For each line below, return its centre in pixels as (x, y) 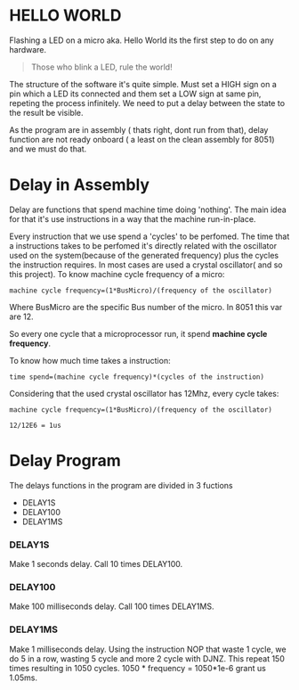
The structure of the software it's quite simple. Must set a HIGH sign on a (143, 84)
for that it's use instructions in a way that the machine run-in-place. (133, 218)
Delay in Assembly (79, 185)
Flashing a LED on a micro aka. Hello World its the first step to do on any (141, 40)
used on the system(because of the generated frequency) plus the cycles (144, 255)
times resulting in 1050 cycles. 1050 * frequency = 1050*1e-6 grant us (138, 668)
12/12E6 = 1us (36, 425)
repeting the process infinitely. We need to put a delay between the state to (147, 103)
